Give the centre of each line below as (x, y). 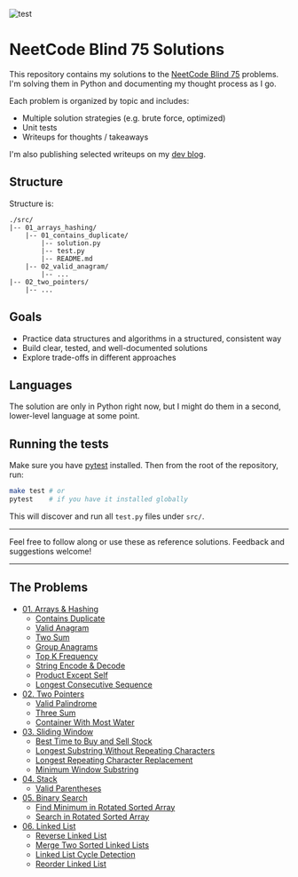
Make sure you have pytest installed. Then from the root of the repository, (144, 466)
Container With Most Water (85, 722)
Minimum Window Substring (87, 769)
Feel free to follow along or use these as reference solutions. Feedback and (147, 541)
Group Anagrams (67, 646)
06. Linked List (49, 825)
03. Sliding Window (58, 731)
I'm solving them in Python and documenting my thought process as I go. (143, 84)
